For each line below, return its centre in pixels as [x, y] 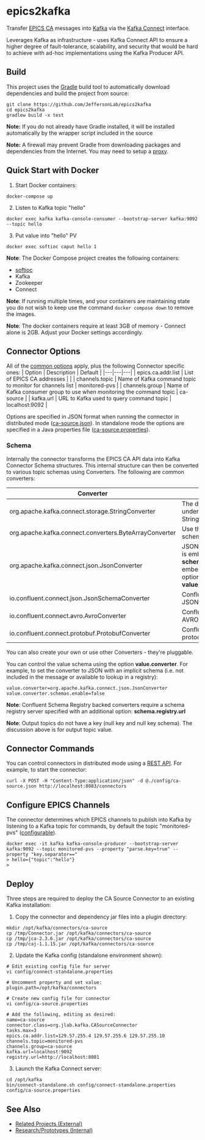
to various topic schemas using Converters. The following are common [95, 471]
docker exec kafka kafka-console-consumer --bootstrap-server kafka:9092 [102, 219]
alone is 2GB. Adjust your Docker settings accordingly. [75, 332]
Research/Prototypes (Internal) [54, 1130]
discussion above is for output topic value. [59, 730]
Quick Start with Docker [53, 170]
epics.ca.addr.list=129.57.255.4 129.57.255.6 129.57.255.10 [86, 1036]
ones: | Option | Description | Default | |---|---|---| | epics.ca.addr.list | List [100, 373]
